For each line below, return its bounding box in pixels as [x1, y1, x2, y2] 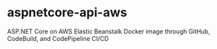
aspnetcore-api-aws [7, 5, 127, 20]
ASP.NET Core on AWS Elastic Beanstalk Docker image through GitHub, [7, 27, 211, 35]
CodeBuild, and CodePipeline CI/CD [7, 34, 109, 42]
